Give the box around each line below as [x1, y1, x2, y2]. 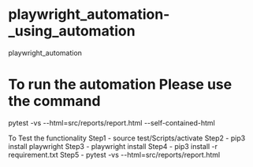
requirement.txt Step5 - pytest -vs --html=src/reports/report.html [8, 150, 221, 159]
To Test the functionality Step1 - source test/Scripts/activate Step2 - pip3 [8, 133, 246, 143]
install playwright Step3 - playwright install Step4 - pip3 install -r [8, 141, 218, 151]
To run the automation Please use [8, 76, 233, 93]
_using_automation [8, 22, 136, 40]
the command [8, 93, 101, 111]
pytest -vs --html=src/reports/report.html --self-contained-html [8, 118, 215, 127]
